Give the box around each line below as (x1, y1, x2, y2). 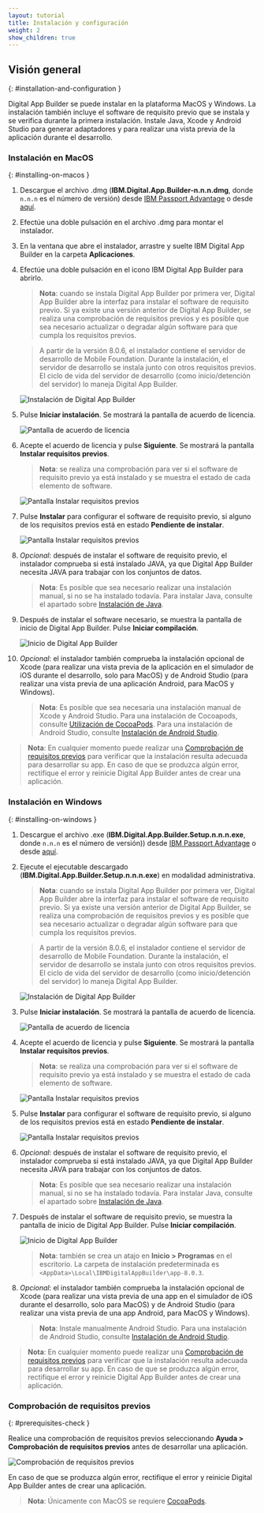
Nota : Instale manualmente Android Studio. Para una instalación (39, 1323, 247, 1333)
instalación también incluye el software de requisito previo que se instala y (8, 107, 250, 117)
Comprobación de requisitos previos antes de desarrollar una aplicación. (8, 1442, 248, 1451)
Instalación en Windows (8, 797, 102, 808)
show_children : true (8, 33, 76, 42)
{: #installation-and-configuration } (8, 84, 122, 93)
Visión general (8, 62, 81, 76)
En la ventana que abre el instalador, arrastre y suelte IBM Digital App (19, 242, 245, 251)
